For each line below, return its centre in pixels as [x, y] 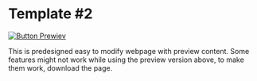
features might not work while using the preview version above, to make [126, 60]
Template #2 [51, 14]
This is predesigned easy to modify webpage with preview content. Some [129, 51]
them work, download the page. [60, 67]
